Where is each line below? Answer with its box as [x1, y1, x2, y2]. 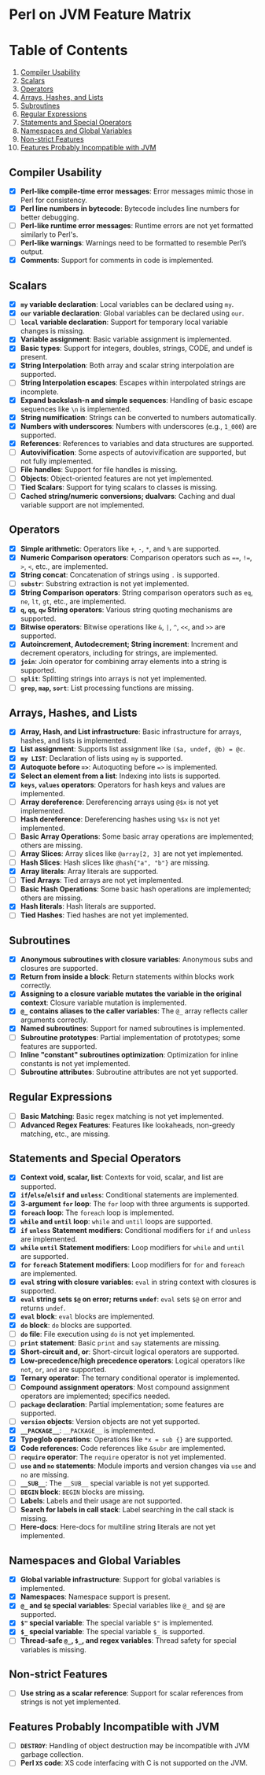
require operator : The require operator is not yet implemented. [20, 1452, 226, 1461]
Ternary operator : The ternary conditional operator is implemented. [20, 1373, 241, 1382]
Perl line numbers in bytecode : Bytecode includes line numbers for [20, 204, 240, 213]
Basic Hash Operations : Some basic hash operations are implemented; [20, 884, 252, 894]
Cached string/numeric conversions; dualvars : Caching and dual [20, 492, 236, 500]
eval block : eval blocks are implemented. [20, 1312, 155, 1321]
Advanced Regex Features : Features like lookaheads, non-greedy [20, 1120, 235, 1130]
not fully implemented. [20, 456, 94, 466]
